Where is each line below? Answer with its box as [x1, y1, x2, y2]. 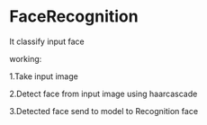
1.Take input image [9, 70, 78, 82]
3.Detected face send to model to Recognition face [9, 105, 199, 116]
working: [9, 53, 42, 64]
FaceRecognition [9, 6, 139, 27]
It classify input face [9, 36, 85, 47]
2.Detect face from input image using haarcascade [9, 88, 198, 99]
